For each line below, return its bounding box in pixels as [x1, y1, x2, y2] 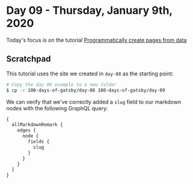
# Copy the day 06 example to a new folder [6, 81, 117, 87]
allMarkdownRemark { [11, 122, 63, 128]
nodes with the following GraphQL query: [6, 104, 108, 112]
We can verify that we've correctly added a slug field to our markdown [6, 98, 182, 106]
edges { [17, 127, 36, 133]
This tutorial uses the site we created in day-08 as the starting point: [6, 70, 174, 77]
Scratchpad [6, 54, 51, 64]
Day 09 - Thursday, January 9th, [6, 4, 173, 17]
